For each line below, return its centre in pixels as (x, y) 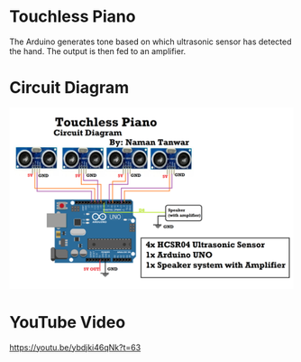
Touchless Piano (73, 17)
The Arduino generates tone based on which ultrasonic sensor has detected (150, 42)
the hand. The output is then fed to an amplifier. (98, 51)
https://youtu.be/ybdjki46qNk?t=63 (75, 347)
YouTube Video (68, 322)
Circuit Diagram (69, 88)
